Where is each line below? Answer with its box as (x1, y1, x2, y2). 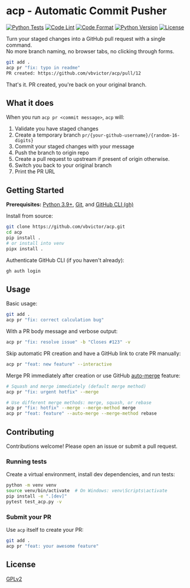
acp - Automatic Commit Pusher (6, 4, 167, 18)
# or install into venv (6, 240, 65, 246)
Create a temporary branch (14, 131, 81, 138)
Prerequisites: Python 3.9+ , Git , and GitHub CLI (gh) (6, 201, 134, 208)
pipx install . (6, 245, 44, 252)
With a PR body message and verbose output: (6, 328, 118, 335)
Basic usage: (6, 300, 38, 307)
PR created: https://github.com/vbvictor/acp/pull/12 (6, 70, 142, 76)
